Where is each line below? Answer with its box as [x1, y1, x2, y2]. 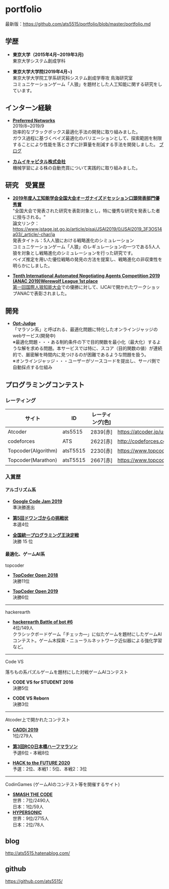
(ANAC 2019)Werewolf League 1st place [12, 278, 98, 284]
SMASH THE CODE [12, 792, 53, 798]
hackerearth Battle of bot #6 [12, 619, 73, 625]
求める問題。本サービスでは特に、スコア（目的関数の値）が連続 [30, 345, 162, 351]
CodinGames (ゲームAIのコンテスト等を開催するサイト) [5, 781, 120, 788]
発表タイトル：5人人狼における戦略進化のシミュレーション [12, 237, 134, 243]
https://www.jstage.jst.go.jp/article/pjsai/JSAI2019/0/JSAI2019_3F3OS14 [12, 226, 162, 232]
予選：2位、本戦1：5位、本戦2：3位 [12, 766, 87, 772]
